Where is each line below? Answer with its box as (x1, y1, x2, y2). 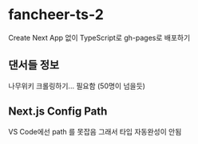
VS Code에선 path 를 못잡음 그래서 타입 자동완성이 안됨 (8, 126, 182, 136)
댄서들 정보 (8, 58, 60, 72)
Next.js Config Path (8, 105, 108, 119)
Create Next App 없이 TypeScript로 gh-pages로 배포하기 (8, 33, 191, 42)
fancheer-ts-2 (8, 6, 104, 24)
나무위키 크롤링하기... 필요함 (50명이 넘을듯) (8, 81, 146, 91)
